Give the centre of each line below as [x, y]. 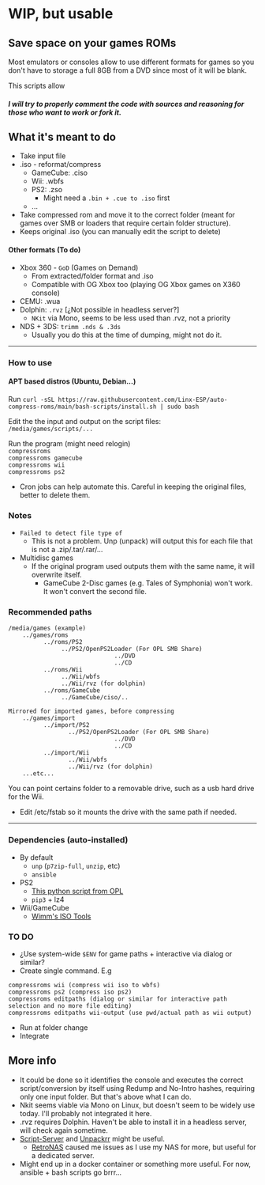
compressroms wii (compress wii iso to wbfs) [84, 985]
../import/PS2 [66, 725]
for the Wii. [26, 797]
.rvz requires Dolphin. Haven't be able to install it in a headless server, [133, 1122]
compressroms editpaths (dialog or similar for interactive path [118, 999]
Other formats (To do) [45, 250]
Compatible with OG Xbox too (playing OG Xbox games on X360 [136, 284]
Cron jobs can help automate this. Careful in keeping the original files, [133, 486]
